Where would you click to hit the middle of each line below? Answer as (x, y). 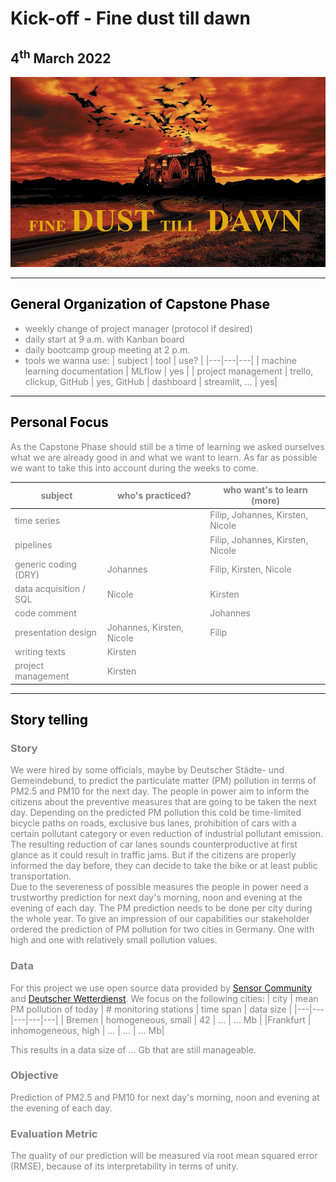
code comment (45, 613)
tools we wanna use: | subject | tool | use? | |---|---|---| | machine (161, 360)
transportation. (41, 876)
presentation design (55, 633)
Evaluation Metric (54, 1134)
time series (37, 520)
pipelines (33, 545)
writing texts (40, 651)
